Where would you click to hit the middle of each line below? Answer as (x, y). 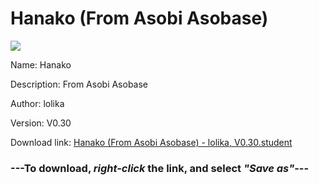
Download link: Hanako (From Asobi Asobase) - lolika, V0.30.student (151, 142)
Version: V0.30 (41, 123)
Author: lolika (37, 103)
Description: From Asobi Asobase (79, 84)
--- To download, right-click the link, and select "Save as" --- (160, 168)
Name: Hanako (41, 64)
